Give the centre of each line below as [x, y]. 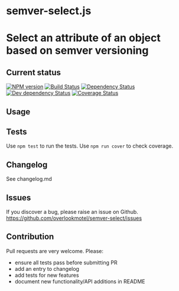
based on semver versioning [77, 51]
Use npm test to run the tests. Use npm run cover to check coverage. [89, 146]
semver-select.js [49, 11]
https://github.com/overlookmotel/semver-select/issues [74, 218]
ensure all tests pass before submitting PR [66, 263]
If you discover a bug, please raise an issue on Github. [72, 212]
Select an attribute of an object [83, 38]
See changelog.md [29, 179]
